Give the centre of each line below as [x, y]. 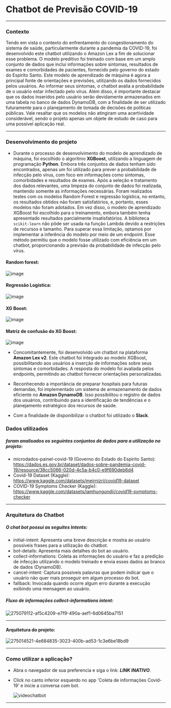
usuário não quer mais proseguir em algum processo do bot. [76, 578]
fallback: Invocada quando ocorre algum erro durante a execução [82, 583]
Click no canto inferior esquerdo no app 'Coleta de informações [80, 680]
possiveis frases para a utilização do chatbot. [61, 545]
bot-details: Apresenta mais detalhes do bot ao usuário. [71, 551]
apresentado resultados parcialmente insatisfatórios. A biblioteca [81, 218]
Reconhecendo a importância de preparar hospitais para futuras [80, 384]
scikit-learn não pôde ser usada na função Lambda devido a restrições [89, 223]
